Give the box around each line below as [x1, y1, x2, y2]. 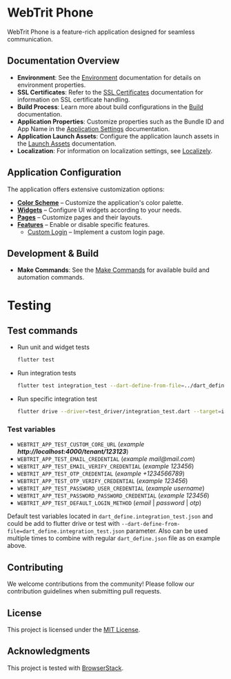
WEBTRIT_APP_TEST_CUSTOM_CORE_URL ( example [17, 440, 145, 449]
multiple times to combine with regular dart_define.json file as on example [7, 534, 221, 542]
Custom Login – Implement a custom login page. [27, 228, 165, 236]
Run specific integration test [17, 395, 98, 403]
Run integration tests [17, 369, 77, 377]
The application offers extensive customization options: [7, 185, 165, 193]
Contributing [7, 561, 63, 573]
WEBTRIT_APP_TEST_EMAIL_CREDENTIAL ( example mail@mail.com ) [17, 455, 195, 463]
